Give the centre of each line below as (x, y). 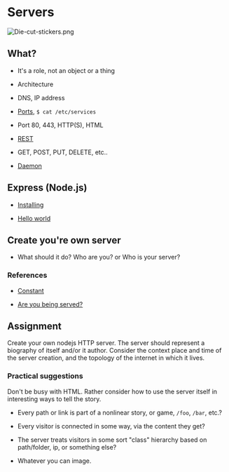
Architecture (35, 84)
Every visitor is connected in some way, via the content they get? (111, 426)
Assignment (34, 326)
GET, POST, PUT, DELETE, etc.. (63, 152)
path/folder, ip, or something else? (67, 447)
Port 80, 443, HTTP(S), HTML (60, 125)
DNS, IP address (41, 97)
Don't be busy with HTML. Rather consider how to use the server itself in (112, 391)
